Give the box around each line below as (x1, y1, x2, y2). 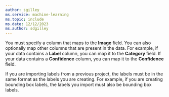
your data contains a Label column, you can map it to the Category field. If (5, 51, 161, 57)
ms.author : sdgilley (5, 26, 49, 31)
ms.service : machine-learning (5, 12, 69, 17)
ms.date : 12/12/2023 (5, 21, 49, 27)
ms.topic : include (5, 17, 44, 22)
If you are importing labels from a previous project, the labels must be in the (5, 71, 163, 77)
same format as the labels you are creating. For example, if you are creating (5, 76, 163, 82)
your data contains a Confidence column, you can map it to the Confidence (5, 56, 164, 62)
